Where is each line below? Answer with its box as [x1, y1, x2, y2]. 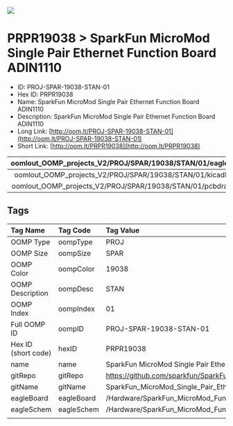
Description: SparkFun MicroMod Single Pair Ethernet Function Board [17, 112, 216, 121]
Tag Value [105, 225, 140, 235]
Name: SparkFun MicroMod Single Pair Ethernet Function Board [17, 97, 200, 105]
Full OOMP [10, 319, 46, 329]
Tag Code [58, 225, 92, 235]
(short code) [10, 348, 52, 357]
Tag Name [10, 225, 45, 235]
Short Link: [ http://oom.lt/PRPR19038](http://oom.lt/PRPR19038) [17, 142, 200, 150]
